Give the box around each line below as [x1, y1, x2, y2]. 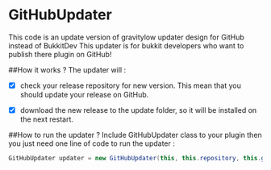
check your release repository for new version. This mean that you [19, 81, 242, 90]
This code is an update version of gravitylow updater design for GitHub [8, 32, 244, 42]
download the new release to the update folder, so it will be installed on [19, 106, 257, 114]
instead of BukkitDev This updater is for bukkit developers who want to [8, 40, 244, 50]
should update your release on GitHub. [19, 90, 149, 99]
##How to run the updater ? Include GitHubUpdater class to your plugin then [8, 131, 262, 140]
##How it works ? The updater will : [8, 64, 127, 74]
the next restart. [19, 114, 74, 124]
